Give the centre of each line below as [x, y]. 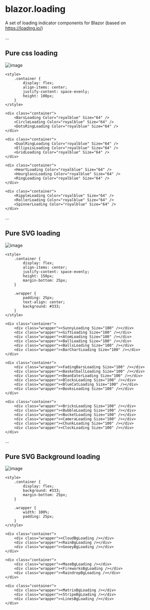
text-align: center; [44, 302]
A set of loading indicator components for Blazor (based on [66, 23]
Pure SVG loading [33, 233]
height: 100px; [39, 96]
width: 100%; [36, 512]
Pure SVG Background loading [53, 457]
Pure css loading [31, 53]
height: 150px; [39, 276]
